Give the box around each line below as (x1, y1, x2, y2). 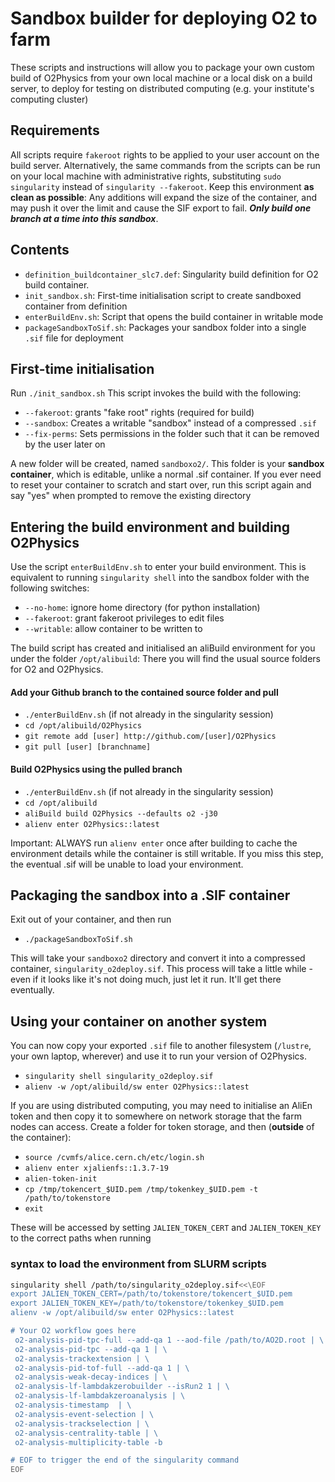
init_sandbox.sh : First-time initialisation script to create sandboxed (24, 289, 302, 301)
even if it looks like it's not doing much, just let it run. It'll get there (10, 973, 282, 986)
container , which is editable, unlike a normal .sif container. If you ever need (10, 468, 322, 481)
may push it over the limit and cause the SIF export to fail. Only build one (10, 202, 312, 214)
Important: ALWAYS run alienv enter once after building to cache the (10, 837, 298, 849)
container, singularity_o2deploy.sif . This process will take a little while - (10, 963, 313, 975)
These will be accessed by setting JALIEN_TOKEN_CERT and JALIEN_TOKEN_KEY (10, 1222, 322, 1234)
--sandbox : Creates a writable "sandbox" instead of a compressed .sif (24, 417, 317, 429)
